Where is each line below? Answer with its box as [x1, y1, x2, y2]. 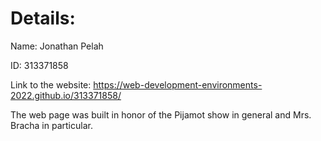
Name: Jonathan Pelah [10, 40, 104, 52]
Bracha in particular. [10, 119, 93, 131]
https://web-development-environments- [93, 78, 263, 91]
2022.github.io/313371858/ [10, 89, 122, 101]
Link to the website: [10, 78, 92, 91]
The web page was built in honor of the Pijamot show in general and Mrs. [10, 108, 312, 121]
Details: [10, 7, 76, 30]
